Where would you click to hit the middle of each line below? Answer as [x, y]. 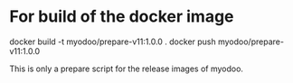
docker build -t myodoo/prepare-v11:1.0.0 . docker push [113, 41]
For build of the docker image [122, 17]
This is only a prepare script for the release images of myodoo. [127, 69]
